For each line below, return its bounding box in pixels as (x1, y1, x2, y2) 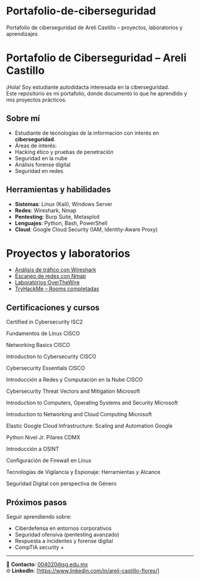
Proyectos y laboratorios (6, 246, 131, 260)
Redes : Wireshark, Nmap (14, 207, 77, 214)
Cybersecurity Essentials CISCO (6, 365, 85, 372)
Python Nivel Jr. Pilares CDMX (6, 434, 80, 441)
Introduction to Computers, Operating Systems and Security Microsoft (6, 399, 179, 407)
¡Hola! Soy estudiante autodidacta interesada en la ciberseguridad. (6, 83, 170, 91)
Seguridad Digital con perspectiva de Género (6, 480, 117, 487)
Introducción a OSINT (6, 445, 60, 452)
